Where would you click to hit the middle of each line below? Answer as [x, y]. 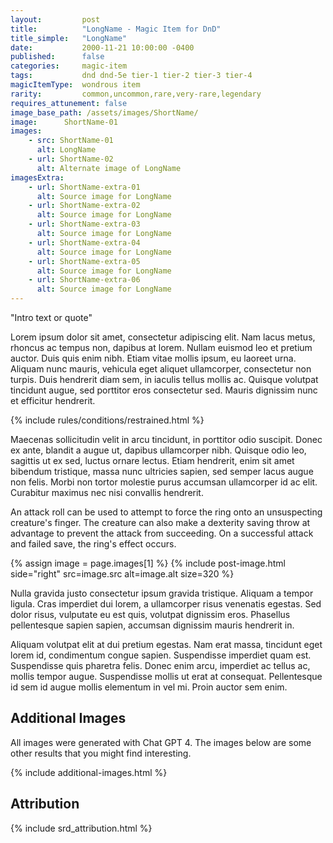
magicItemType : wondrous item [75, 85]
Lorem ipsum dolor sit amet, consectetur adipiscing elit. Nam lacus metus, [163, 337]
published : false [57, 57]
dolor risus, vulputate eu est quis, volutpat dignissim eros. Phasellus [150, 614]
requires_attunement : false [69, 103]
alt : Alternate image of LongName [109, 168]
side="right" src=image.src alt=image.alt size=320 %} [122, 574]
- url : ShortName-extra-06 [84, 280]
